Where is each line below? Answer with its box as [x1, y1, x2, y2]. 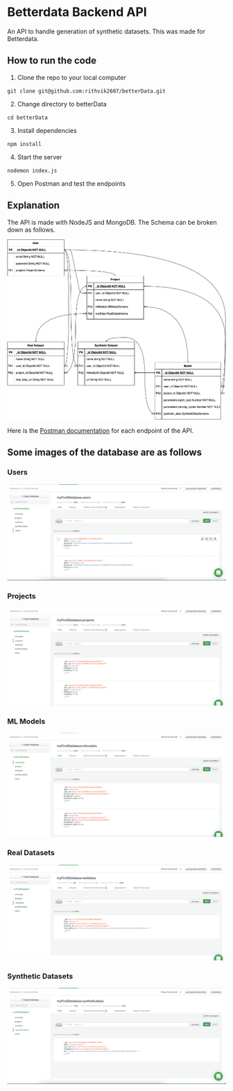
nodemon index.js [7, 167, 58, 174]
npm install [7, 141, 42, 148]
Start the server [17, 152, 62, 161]
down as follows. [7, 225, 55, 234]
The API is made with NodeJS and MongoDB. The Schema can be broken [7, 218, 217, 226]
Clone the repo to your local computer [17, 73, 126, 81]
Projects [7, 591, 36, 600]
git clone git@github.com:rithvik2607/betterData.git [7, 88, 166, 95]
